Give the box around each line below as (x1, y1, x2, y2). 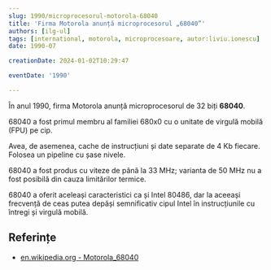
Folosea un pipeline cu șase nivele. (8, 150, 126, 159)
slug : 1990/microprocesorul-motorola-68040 (8, 11, 159, 20)
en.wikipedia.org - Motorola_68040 (20, 252, 139, 262)
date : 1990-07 (8, 42, 57, 50)
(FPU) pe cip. (8, 125, 53, 135)
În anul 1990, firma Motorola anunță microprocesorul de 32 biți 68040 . (8, 101, 246, 111)
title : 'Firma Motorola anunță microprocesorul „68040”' (8, 20, 206, 28)
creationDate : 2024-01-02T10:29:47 (8, 57, 129, 65)
